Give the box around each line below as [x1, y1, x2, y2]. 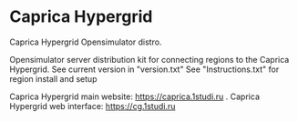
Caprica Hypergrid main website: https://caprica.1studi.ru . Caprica [9, 91, 260, 102]
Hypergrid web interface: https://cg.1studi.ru [9, 100, 176, 111]
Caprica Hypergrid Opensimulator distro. [9, 36, 162, 47]
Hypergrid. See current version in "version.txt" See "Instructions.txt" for [9, 64, 280, 75]
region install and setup [9, 73, 98, 84]
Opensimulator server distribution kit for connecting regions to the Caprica [9, 54, 290, 65]
